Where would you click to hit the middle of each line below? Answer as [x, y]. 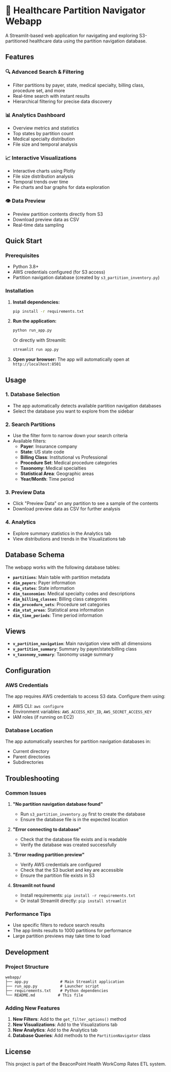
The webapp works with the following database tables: [63, 567]
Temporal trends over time [41, 182]
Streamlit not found [34, 885]
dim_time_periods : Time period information [58, 615]
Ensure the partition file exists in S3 [57, 875]
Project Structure [27, 967]
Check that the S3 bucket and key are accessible [72, 870]
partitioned [17, 41]
